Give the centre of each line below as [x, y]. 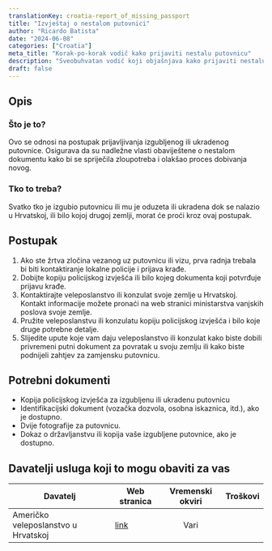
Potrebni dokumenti [59, 380]
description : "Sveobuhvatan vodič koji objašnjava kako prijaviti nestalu [137, 62]
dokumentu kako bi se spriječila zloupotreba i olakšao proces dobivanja [127, 160]
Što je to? [27, 125]
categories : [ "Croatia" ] [50, 46]
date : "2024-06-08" [41, 38]
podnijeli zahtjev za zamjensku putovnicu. [90, 355]
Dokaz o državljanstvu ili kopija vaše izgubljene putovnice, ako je [128, 434]
